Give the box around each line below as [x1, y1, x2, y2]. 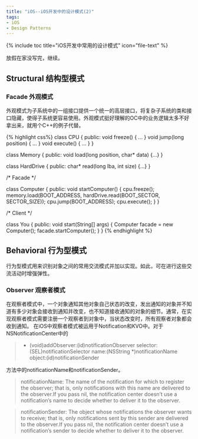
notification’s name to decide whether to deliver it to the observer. [20, 397, 181, 404]
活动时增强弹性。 [11, 269, 53, 277]
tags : [6, 14, 19, 20]
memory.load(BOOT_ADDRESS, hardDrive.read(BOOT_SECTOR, [6, 192, 160, 199]
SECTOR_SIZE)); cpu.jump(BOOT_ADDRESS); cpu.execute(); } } [6, 198, 160, 205]
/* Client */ [6, 209, 32, 216]
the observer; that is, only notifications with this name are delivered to [20, 384, 190, 392]
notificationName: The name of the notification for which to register [20, 378, 184, 385]
